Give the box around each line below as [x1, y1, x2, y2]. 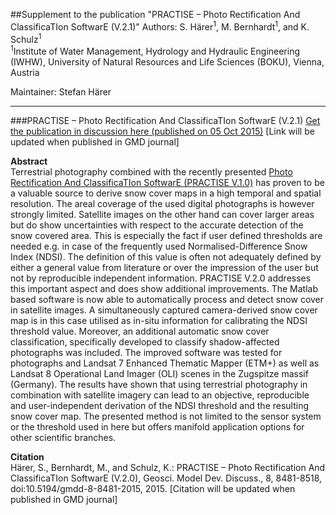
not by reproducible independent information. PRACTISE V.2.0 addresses [10, 272, 312, 284]
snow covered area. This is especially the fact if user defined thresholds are [10, 229, 323, 241]
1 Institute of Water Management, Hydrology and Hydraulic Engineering [10, 44, 301, 57]
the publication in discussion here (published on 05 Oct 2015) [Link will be [10, 125, 315, 137]
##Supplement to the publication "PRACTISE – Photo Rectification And [10, 9, 301, 20]
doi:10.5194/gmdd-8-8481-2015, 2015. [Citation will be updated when [10, 482, 296, 494]
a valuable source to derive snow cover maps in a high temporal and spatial [10, 187, 322, 199]
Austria [10, 66, 40, 78]
